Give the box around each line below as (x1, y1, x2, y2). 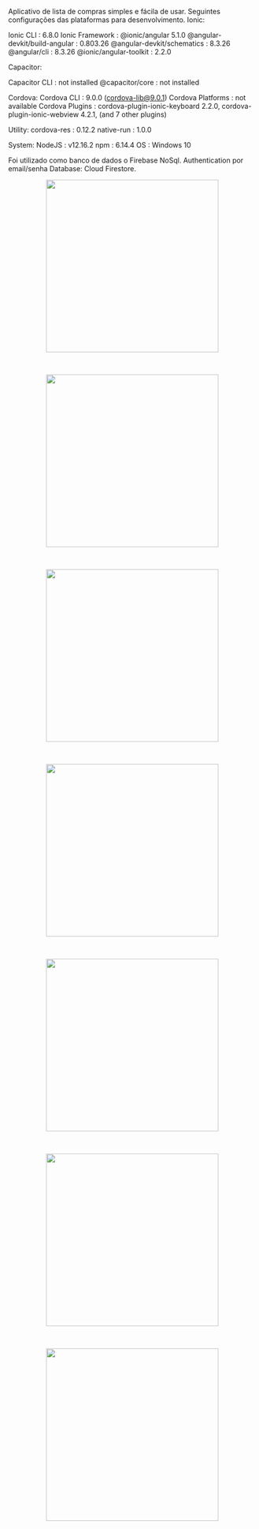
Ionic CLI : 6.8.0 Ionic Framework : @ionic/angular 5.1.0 (8, 31, 187, 39)
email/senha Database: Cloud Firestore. (8, 164, 136, 173)
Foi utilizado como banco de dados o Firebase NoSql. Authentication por (8, 155, 244, 165)
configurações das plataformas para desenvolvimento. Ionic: (8, 15, 205, 24)
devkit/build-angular (8, 39, 75, 48)
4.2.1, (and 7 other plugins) (80, 110, 167, 119)
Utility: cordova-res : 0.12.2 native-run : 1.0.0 (8, 125, 152, 134)
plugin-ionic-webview (8, 110, 80, 119)
